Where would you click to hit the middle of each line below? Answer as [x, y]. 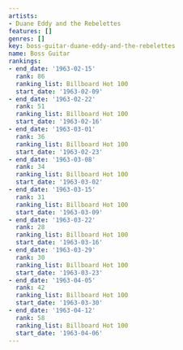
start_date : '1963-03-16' [60, 243]
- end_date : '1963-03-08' [52, 159]
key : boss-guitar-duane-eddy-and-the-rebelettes [92, 46]
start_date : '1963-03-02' [60, 182]
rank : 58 [30, 318]
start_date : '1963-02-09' [60, 91]
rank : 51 [30, 106]
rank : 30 [30, 257]
